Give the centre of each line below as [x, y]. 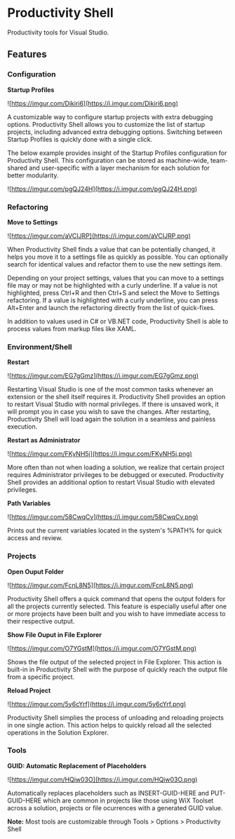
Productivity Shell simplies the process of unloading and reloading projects [116, 718]
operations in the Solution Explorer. [58, 732]
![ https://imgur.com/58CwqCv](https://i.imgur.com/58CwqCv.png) [103, 517]
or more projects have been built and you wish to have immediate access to [116, 613]
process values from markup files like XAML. [72, 328]
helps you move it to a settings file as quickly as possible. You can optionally [118, 257]
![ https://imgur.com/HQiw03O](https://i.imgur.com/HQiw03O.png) [102, 779]
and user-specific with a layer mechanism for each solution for [120, 168]
